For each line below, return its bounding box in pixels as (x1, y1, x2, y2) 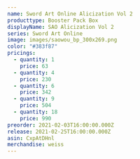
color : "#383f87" (7, 43, 58, 50)
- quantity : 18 (13, 108, 58, 115)
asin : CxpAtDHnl (7, 134, 55, 141)
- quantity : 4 (13, 69, 55, 76)
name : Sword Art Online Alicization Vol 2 (7, 10, 133, 18)
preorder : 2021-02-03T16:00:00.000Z (7, 121, 114, 129)
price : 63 (20, 63, 49, 70)
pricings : (7, 50, 36, 57)
